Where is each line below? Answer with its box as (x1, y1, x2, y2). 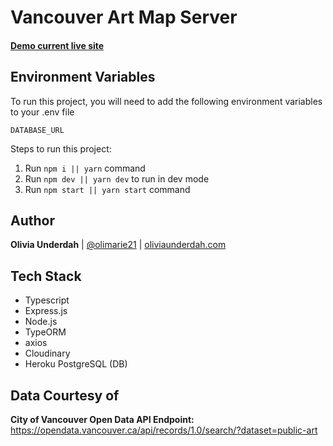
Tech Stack (10, 267, 82, 285)
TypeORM (24, 326, 67, 338)
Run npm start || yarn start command (24, 183, 191, 195)
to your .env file (10, 106, 75, 118)
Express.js (24, 305, 68, 317)
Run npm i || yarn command (24, 162, 146, 174)
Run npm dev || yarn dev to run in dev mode (24, 172, 210, 185)
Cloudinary (24, 347, 71, 360)
